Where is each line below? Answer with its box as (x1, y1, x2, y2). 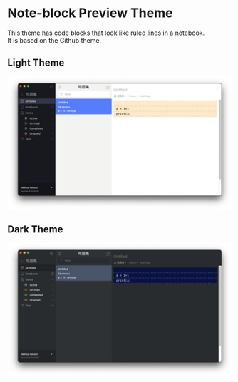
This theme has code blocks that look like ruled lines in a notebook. (7, 29, 205, 37)
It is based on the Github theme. (7, 36, 102, 44)
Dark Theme (7, 223, 63, 236)
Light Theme (7, 57, 65, 69)
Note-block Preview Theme (7, 5, 173, 21)
